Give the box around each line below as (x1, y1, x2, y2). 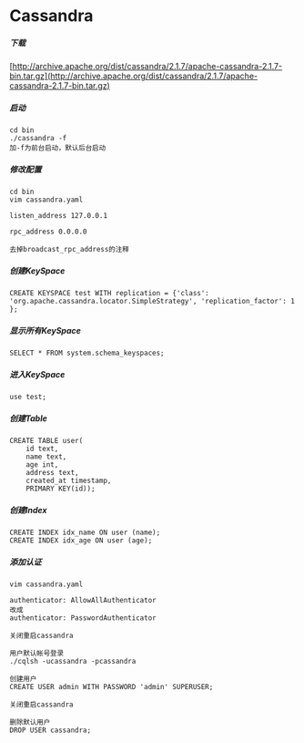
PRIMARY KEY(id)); (25, 484, 96, 493)
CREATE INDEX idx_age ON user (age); (9, 535, 153, 545)
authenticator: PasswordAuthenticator (9, 613, 157, 623)
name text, (25, 452, 67, 461)
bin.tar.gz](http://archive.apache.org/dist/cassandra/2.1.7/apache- (9, 70, 258, 82)
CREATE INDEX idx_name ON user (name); (9, 528, 161, 537)
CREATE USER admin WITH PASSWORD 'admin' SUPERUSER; (9, 682, 214, 691)
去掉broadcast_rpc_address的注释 (9, 245, 129, 254)
